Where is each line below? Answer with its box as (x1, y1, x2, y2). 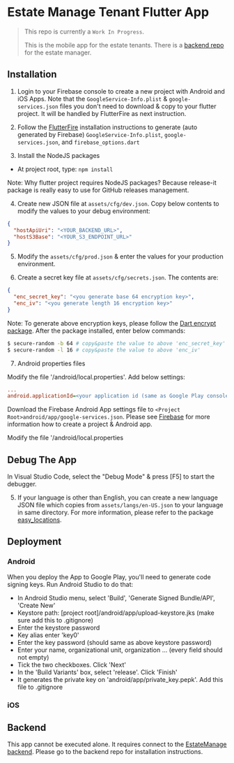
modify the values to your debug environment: (17, 207, 151, 215)
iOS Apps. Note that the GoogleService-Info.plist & (17, 94, 168, 103)
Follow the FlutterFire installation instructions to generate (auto (17, 123, 198, 131)
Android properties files (17, 359, 86, 368)
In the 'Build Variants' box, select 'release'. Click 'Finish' (17, 668, 178, 676)
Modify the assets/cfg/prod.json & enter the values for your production (17, 252, 224, 261)
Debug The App (7, 453, 77, 465)
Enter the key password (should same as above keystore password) (17, 638, 212, 646)
